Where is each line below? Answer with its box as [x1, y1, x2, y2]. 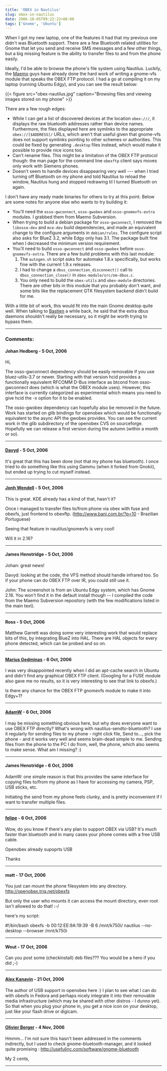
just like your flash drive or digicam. [5, 1008, 79, 1014]
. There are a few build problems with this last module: [44, 251, 155, 257]
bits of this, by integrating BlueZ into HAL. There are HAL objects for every [5, 635, 158, 641]
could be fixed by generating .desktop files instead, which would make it [12, 142, 161, 148]
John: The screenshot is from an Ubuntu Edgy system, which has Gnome [5, 587, 155, 593]
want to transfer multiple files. [5, 799, 67, 805]
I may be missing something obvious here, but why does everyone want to [5, 720, 158, 726]
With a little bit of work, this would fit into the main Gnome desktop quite [5, 303, 153, 309]
